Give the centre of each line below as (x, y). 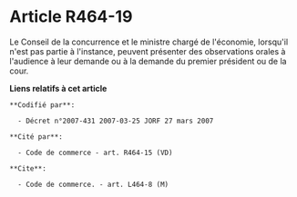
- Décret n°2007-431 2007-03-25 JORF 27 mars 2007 (116, 121)
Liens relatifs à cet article (58, 88)
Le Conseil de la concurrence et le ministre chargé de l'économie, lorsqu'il (149, 42)
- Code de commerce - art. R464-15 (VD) (95, 153)
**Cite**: (28, 168)
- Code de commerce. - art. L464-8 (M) (93, 184)
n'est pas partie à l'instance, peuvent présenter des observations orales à (148, 51)
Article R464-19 (71, 17)
